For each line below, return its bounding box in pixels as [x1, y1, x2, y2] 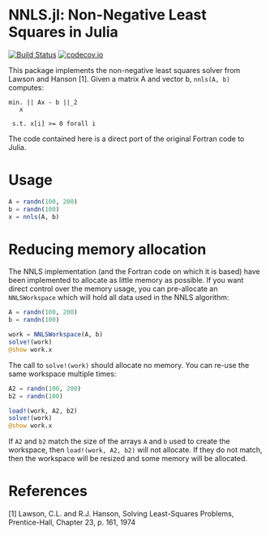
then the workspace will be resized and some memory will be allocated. [8, 454, 248, 464]
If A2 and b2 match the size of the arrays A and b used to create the [8, 436, 230, 447]
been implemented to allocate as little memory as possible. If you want [8, 276, 244, 285]
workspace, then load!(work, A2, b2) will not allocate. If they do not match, [8, 445, 263, 455]
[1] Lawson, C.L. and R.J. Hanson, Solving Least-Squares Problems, [8, 509, 234, 519]
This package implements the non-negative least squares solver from [8, 65, 241, 75]
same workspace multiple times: [8, 369, 117, 379]
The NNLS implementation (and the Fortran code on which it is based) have [8, 267, 261, 276]
